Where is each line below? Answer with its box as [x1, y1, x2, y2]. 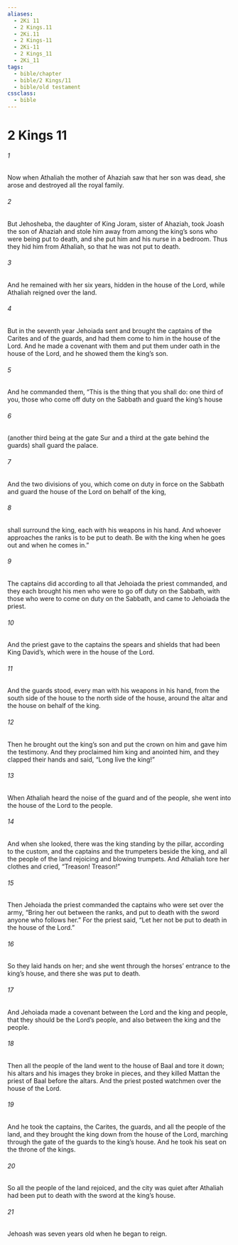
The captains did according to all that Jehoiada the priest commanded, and [7, 579, 227, 588]
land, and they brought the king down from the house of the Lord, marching [7, 1130, 229, 1139]
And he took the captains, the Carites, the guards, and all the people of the [7, 1122, 226, 1131]
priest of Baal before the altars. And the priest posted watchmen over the [7, 1076, 222, 1085]
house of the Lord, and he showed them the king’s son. [7, 349, 168, 357]
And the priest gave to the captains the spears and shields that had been [7, 640, 220, 649]
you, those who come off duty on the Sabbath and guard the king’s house [7, 395, 223, 404]
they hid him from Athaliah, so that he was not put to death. [7, 242, 181, 250]
